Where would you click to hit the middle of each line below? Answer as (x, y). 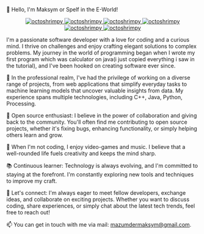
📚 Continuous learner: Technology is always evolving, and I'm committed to (102, 166)
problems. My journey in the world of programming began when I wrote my (101, 53)
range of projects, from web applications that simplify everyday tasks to (97, 84)
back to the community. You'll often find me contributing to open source (97, 122)
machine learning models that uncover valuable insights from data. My (95, 91)
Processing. (21, 104)
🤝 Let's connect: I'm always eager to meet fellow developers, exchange (96, 193)
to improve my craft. (32, 181)
